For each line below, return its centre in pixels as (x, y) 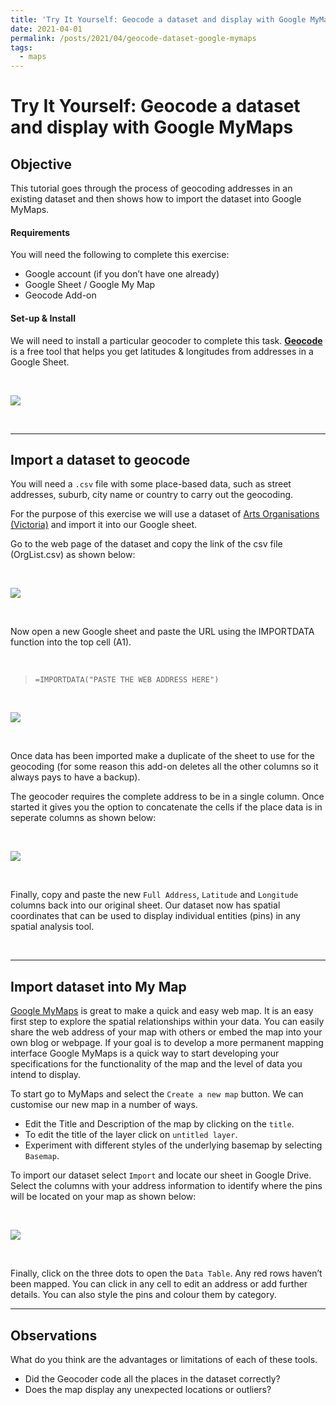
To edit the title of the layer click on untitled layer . (131, 1135)
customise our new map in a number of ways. (104, 1105)
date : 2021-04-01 (46, 29)
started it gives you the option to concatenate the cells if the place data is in (166, 807)
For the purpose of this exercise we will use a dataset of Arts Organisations (165, 514)
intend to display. (46, 1075)
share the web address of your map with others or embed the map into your (166, 1032)
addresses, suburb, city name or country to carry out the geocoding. (152, 495)
